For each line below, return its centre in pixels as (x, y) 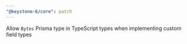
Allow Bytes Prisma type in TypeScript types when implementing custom (94, 28)
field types (19, 34)
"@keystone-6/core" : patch (39, 11)
